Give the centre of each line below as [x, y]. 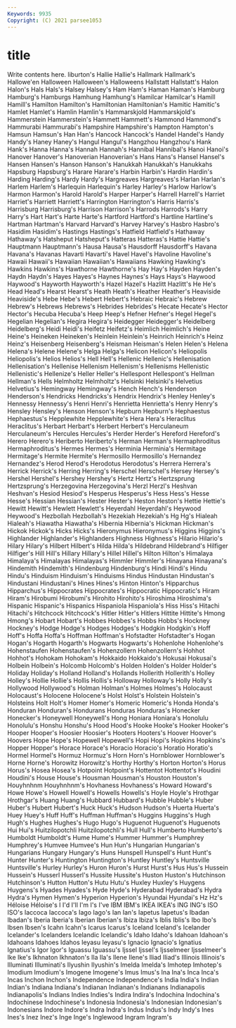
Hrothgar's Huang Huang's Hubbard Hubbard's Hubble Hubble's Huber [111, 801]
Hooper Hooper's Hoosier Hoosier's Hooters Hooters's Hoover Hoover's [112, 733]
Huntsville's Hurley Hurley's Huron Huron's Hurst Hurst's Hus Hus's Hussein [118, 867]
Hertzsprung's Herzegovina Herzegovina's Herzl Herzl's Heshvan [103, 486]
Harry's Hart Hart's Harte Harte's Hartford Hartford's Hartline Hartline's [110, 217]
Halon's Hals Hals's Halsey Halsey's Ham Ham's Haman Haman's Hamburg [116, 89]
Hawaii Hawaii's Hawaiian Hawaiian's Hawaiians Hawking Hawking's [106, 262]
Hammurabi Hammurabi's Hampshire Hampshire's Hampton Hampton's [111, 127]
